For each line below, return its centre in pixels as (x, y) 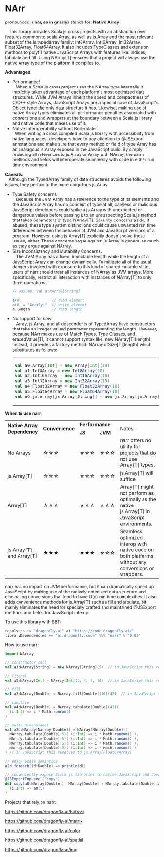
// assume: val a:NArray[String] (46, 291)
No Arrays (19, 453)
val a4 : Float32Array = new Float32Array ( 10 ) (67, 386)
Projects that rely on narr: (31, 802)
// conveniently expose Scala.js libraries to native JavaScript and (77, 775)
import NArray (20, 654)
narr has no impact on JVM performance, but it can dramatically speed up (80, 587)
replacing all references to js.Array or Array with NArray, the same (78, 154)
